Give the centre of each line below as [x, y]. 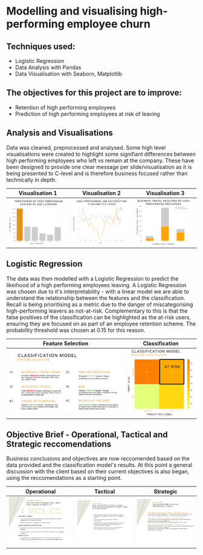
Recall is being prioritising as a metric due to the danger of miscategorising [100, 304]
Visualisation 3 [165, 193]
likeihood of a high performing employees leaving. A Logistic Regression [96, 285]
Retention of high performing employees [65, 107]
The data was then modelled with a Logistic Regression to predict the [92, 278]
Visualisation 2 [101, 193]
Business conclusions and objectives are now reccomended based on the [98, 459]
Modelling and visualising [72, 11]
